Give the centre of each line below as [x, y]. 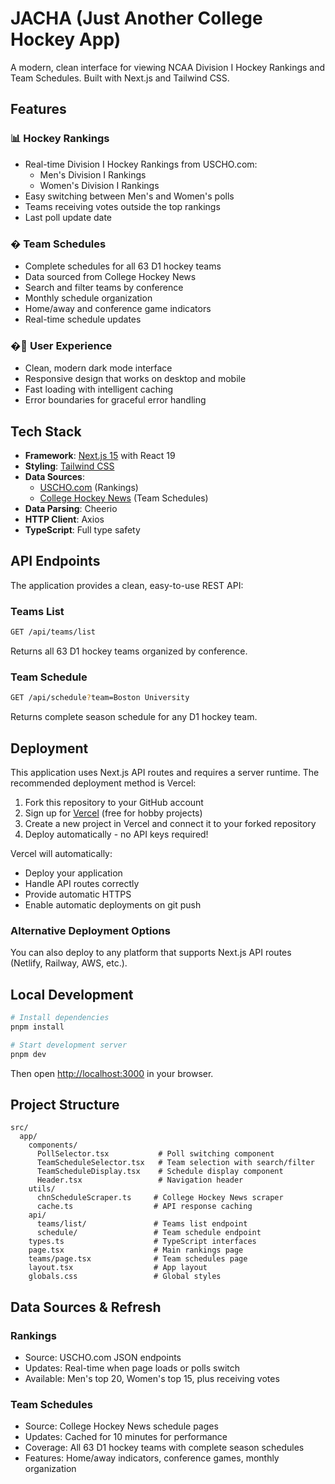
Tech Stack [46, 431]
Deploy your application [73, 873]
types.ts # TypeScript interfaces [142, 1242]
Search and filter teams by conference [104, 287]
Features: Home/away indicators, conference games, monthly [152, 1458]
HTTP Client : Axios [64, 519]
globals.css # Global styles [125, 1277]
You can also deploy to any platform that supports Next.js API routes [151, 953]
